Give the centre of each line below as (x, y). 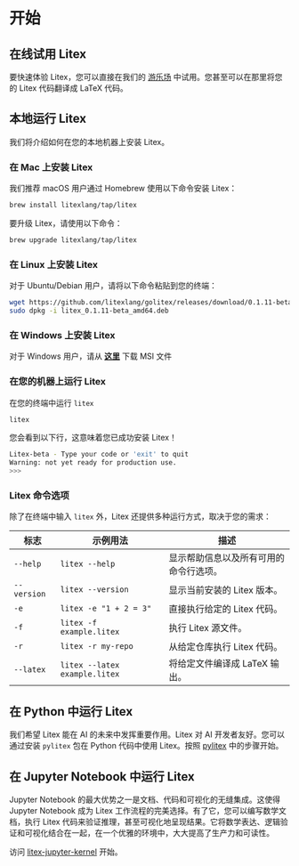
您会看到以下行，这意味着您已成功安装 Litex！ (93, 438)
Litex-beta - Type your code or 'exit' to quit (99, 455)
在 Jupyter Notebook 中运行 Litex (102, 777)
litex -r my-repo (97, 647)
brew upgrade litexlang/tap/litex (73, 240)
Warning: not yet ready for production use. (93, 463)
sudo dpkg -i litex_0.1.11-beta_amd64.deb (89, 311)
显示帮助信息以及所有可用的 (226, 558)
